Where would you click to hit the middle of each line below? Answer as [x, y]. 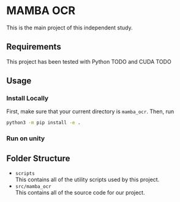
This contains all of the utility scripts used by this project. [87, 180]
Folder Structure [38, 158]
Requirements [34, 47]
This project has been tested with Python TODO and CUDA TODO [89, 61]
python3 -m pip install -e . [43, 123]
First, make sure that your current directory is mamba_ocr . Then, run [90, 111]
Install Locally [28, 99]
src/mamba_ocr [33, 187]
